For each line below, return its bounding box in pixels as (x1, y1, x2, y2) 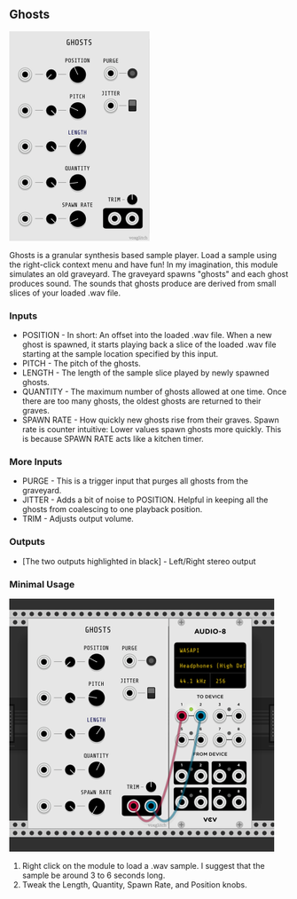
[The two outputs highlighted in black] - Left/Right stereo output (21, 556, 256, 566)
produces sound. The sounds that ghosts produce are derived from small (9, 278, 277, 288)
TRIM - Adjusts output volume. (21, 514, 135, 524)
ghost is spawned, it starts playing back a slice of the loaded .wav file (21, 339, 277, 350)
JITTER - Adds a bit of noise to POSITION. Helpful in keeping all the (21, 494, 269, 505)
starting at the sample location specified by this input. (21, 349, 219, 359)
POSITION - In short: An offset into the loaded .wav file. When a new (21, 330, 272, 341)
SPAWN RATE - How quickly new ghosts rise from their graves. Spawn (21, 414, 279, 425)
